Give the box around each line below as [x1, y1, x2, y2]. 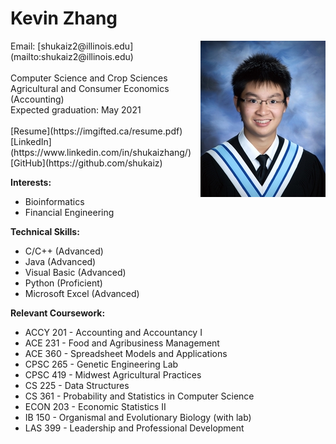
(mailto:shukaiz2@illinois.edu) [10, 50, 134, 62]
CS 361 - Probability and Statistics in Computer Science [24, 390, 255, 402]
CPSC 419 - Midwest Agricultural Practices [24, 368, 202, 381]
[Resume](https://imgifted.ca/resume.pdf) [10, 125, 183, 137]
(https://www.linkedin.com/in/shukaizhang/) [10, 146, 192, 158]
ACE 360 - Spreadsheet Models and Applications [24, 347, 228, 359]
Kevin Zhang [10, 7, 118, 30]
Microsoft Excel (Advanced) [24, 287, 140, 299]
